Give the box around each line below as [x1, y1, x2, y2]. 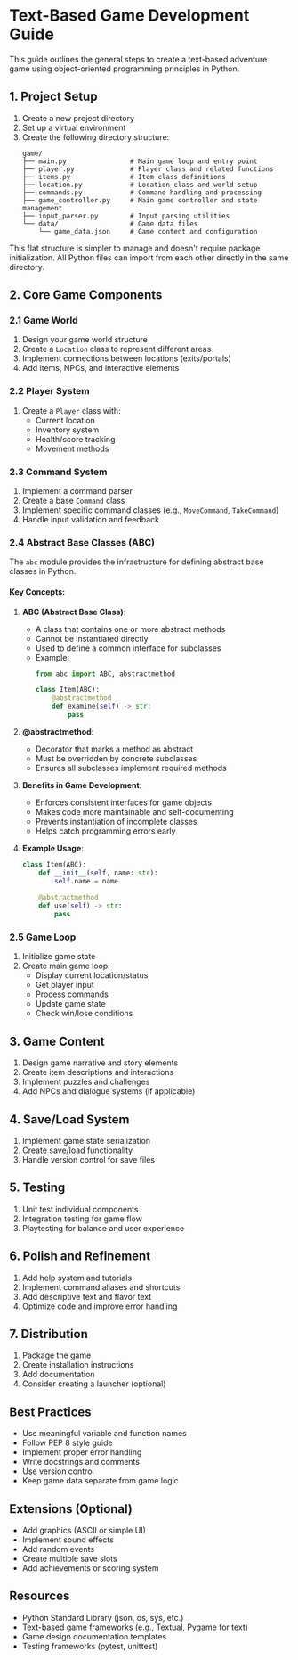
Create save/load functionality [21, 1145, 133, 1155]
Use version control [21, 1466, 95, 1476]
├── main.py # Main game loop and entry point [21, 157, 258, 166]
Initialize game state [21, 951, 96, 962]
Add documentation [21, 1369, 95, 1380]
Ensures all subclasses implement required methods [35, 762, 227, 773]
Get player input [35, 980, 95, 990]
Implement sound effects [21, 1534, 114, 1545]
